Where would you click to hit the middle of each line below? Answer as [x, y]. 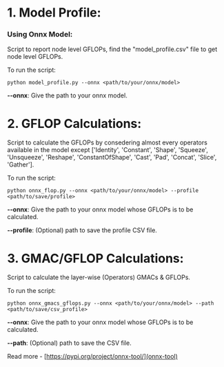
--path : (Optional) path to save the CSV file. [70, 343]
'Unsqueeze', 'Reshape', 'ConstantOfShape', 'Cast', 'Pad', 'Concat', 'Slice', [112, 158]
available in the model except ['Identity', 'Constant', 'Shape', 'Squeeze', [108, 150]
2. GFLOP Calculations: [74, 123]
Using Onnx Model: [40, 35]
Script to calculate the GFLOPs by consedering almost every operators [108, 142]
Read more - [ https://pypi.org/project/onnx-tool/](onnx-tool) [92, 357]
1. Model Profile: [54, 13]
